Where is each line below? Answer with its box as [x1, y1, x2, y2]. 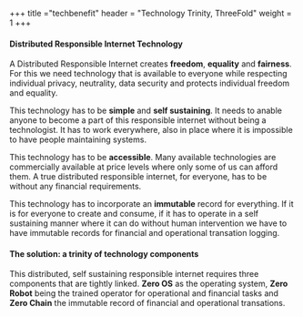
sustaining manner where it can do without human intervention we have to [9, 218, 288, 229]
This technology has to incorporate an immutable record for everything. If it [9, 199, 294, 210]
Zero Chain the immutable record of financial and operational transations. [9, 298, 286, 309]
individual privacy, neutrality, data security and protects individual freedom [9, 77, 290, 89]
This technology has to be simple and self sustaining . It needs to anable [9, 105, 282, 117]
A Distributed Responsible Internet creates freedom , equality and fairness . [9, 58, 293, 69]
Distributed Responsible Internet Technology [9, 38, 184, 49]
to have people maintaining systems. [9, 134, 147, 145]
